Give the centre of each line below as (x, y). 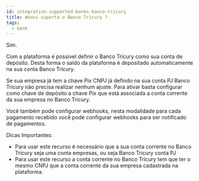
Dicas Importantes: (29, 135)
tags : (13, 23)
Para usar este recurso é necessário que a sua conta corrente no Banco (103, 147)
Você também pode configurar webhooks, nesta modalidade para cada (94, 111)
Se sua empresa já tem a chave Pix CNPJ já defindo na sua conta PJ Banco (98, 81)
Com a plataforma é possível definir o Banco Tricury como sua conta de (94, 56)
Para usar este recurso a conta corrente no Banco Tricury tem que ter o (102, 159)
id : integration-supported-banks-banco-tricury (66, 12)
